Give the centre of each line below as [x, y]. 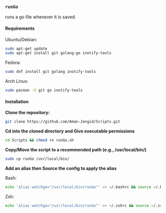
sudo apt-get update [26, 49]
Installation [17, 101]
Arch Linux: [17, 81]
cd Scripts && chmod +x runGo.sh [40, 141]
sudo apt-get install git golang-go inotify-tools [58, 53]
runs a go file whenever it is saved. [41, 17]
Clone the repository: [27, 113]
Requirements [20, 28]
